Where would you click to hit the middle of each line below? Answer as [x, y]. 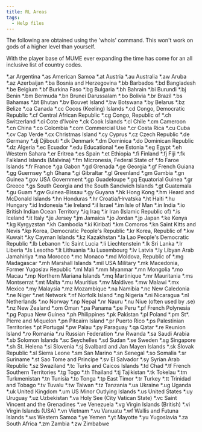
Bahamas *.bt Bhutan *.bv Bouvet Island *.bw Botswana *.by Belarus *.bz [96, 102]
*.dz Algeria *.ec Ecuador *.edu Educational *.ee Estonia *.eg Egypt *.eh [94, 147]
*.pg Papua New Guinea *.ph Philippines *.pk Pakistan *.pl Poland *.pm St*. [98, 315]
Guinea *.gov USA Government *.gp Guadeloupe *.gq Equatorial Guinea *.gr [99, 180]
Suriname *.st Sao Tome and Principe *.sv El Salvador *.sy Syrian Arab [93, 359]
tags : [13, 18]
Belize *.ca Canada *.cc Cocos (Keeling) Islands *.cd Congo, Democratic [96, 109]
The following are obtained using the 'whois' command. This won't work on [100, 41]
